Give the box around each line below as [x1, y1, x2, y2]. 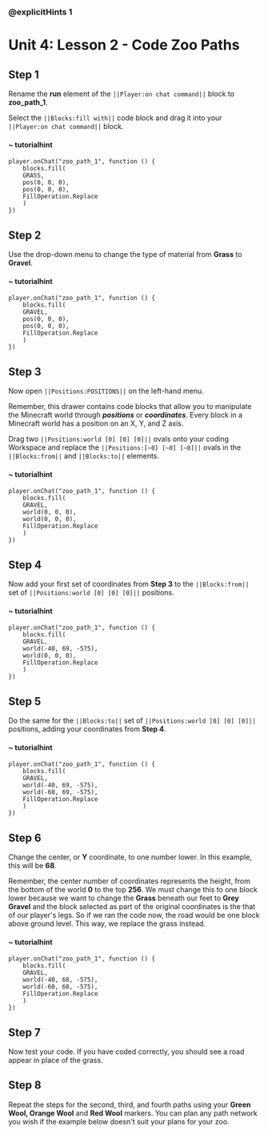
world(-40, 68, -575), [22, 976, 98, 984]
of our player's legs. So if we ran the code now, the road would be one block [8, 911, 260, 920]
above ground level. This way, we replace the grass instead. [8, 919, 206, 928]
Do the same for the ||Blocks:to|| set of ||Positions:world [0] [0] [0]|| [8, 715, 256, 725]
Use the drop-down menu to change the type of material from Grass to [8, 249, 242, 258]
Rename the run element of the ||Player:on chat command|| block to [8, 89, 234, 98]
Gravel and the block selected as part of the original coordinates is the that [8, 902, 256, 911]
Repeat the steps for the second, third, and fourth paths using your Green [8, 1100, 251, 1109]
